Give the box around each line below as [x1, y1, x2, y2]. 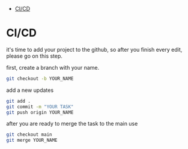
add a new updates [6, 87, 54, 94]
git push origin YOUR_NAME [6, 109, 74, 115]
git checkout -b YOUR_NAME [6, 75, 74, 82]
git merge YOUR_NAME [6, 138, 58, 144]
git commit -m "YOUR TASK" [6, 103, 74, 110]
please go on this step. [6, 52, 63, 59]
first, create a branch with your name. [6, 64, 100, 71]
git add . [6, 98, 31, 104]
